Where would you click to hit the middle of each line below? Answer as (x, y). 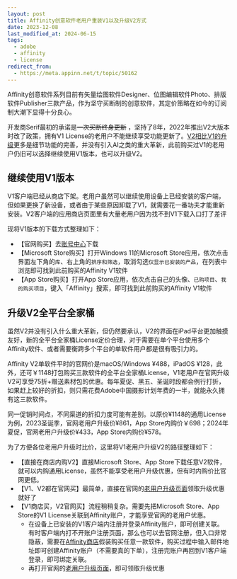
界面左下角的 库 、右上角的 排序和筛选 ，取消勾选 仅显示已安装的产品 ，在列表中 (122, 262)
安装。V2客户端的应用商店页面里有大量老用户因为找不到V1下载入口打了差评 (117, 214)
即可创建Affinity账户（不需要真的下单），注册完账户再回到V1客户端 (131, 551)
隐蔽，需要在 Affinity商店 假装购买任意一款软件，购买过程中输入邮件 (125, 541)
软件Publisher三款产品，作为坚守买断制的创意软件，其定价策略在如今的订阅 (117, 103)
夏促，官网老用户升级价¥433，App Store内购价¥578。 (86, 432)
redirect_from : (30, 67)
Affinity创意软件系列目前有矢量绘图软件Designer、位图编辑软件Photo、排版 (117, 94)
